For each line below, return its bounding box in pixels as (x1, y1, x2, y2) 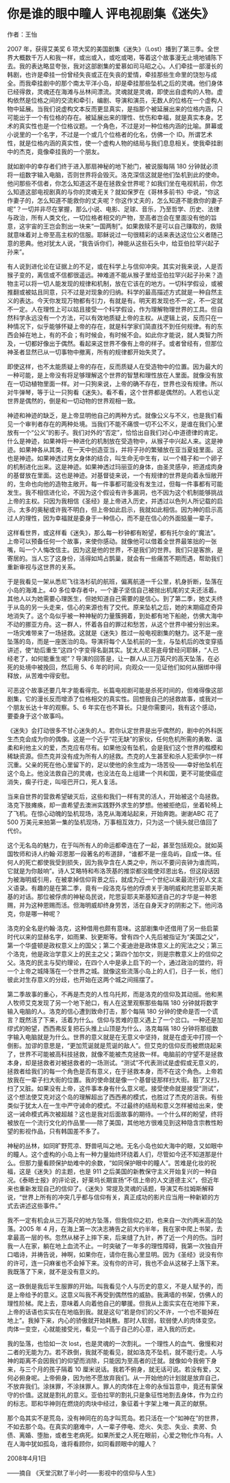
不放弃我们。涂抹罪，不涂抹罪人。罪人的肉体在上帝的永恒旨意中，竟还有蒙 (7, 1382, 217, 1391)
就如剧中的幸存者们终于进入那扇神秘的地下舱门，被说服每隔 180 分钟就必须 (7, 162, 219, 170)
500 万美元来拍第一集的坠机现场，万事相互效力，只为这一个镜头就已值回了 (7, 818, 218, 826)
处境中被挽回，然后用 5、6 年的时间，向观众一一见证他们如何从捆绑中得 (18, 662, 222, 671)
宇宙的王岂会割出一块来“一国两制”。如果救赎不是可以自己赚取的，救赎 (25, 222, 222, 230)
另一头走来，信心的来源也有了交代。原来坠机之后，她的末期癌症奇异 (30, 603, 223, 611)
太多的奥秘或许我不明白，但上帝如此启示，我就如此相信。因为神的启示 (18, 505, 217, 514)
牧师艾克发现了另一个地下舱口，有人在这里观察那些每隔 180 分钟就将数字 (12, 998, 219, 1007)
